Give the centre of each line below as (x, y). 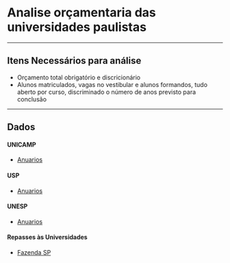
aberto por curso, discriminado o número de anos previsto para (106, 92)
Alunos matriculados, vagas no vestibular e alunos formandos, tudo (112, 84)
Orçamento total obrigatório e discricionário (79, 77)
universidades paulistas (77, 27)
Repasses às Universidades (47, 237)
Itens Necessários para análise (74, 61)
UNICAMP (22, 145)
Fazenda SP (34, 252)
